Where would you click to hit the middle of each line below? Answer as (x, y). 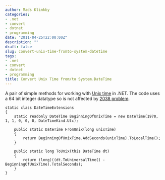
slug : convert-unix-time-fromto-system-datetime (56, 51)
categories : (17, 14)
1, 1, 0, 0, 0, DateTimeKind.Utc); (42, 121)
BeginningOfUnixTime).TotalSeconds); (44, 164)
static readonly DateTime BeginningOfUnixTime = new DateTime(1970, (86, 116)
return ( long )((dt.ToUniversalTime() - (64, 160)
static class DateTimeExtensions (40, 107)
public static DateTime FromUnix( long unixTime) (65, 129)
